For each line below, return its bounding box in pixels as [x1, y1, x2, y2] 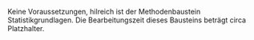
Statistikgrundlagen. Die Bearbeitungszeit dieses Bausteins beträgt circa [7, 15, 246, 25]
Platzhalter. [7, 24, 45, 33]
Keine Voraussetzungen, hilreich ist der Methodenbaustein [7, 7, 201, 16]
